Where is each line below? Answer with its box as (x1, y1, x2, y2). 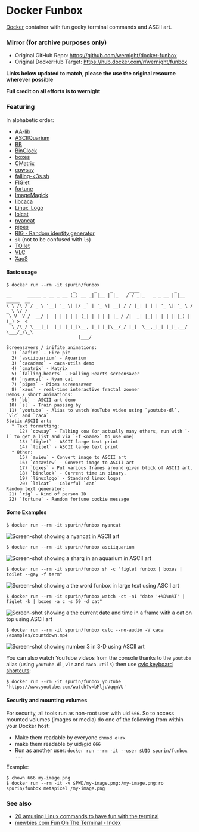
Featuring (6, 103, 35, 111)
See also (6, 799, 32, 807)
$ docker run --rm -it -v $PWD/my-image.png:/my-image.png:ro (6, 781, 164, 787)
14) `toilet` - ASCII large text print (19, 443, 119, 450)
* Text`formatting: (11, 423, 60, 429)
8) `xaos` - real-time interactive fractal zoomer (11, 386, 140, 392)
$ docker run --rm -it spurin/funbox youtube (6, 678, 121, 684)
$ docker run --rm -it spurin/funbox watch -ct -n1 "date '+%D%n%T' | (6, 593, 185, 599)
